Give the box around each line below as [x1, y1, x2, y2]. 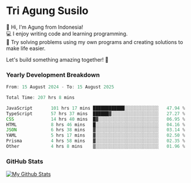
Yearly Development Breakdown [6, 70, 100, 79]
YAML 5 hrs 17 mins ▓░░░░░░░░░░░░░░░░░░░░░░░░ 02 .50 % [6, 133, 185, 138]
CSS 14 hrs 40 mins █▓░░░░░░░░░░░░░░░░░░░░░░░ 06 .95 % [6, 116, 185, 122]
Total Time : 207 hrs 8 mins [6, 95, 75, 101]
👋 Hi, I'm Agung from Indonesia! [6, 23, 83, 30]
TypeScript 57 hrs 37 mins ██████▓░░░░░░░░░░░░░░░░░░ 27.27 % [6, 110, 185, 117]
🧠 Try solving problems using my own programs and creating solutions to [6, 38, 183, 45]
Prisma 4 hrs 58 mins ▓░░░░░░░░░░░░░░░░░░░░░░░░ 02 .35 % [6, 138, 185, 144]
